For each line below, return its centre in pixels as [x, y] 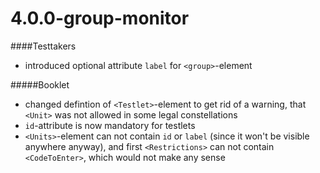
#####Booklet [40, 84]
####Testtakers [43, 46]
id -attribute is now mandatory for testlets [110, 125]
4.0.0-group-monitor [100, 18]
